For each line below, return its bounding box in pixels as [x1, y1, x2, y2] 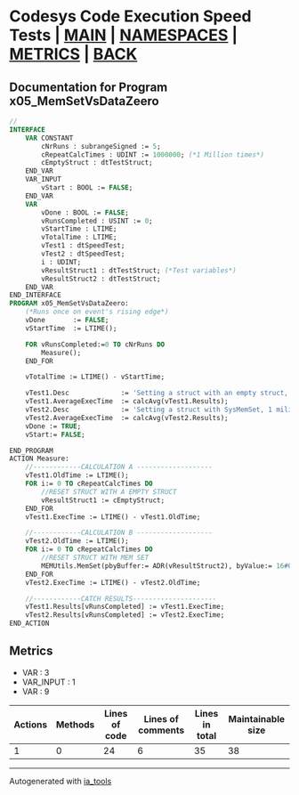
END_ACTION [9, 619, 50, 629]
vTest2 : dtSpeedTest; [41, 249, 125, 258]
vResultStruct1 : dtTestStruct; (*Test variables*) [41, 265, 238, 275]
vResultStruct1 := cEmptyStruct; [41, 496, 166, 505]
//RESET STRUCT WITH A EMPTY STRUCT [41, 487, 177, 496]
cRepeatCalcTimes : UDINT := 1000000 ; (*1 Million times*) [41, 150, 265, 159]
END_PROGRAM [9, 446, 53, 455]
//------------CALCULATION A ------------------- [25, 463, 214, 472]
